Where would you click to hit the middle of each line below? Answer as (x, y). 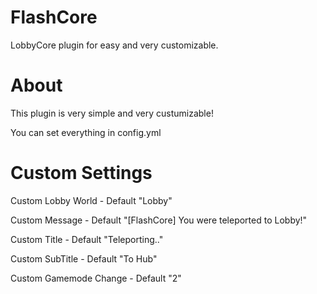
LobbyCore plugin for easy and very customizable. (114, 45)
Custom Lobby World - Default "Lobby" (91, 200)
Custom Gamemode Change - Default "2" (96, 278)
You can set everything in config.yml (86, 132)
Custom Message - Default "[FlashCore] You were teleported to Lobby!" (159, 220)
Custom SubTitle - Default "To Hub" (84, 258)
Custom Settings (81, 173)
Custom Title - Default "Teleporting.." (87, 239)
